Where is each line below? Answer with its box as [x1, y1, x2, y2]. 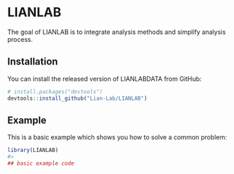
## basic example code [7, 160, 74, 167]
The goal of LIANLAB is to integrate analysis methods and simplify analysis [7, 28, 226, 36]
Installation [7, 56, 58, 68]
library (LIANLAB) [7, 146, 59, 154]
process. [7, 35, 33, 43]
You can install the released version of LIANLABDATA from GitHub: [7, 74, 202, 83]
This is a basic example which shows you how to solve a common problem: [7, 133, 227, 141]
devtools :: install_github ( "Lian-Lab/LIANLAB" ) [7, 95, 147, 102]
